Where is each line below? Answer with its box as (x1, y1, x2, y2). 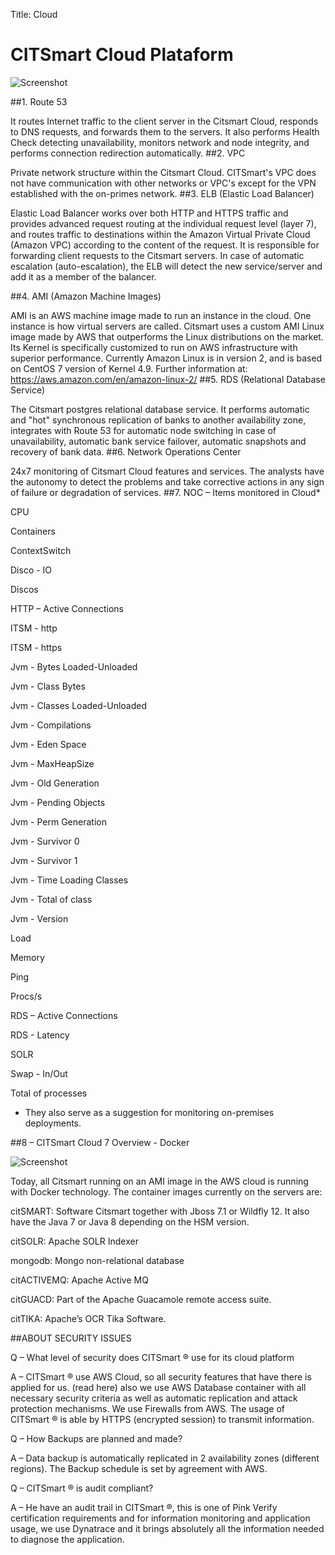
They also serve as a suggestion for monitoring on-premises (24, 1106, 275, 1118)
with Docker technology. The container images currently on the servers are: (10, 1185, 323, 1198)
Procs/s (10, 990, 43, 1002)
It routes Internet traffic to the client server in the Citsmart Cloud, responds (10, 115, 319, 127)
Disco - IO (10, 564, 53, 576)
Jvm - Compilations (10, 719, 92, 731)
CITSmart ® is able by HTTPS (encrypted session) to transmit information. (10, 1413, 315, 1425)
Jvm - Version (10, 912, 69, 924)
